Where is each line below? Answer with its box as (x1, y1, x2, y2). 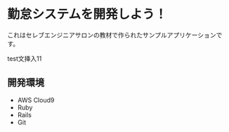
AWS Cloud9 (17, 96, 55, 104)
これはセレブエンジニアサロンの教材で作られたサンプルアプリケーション (7, 31, 216, 39)
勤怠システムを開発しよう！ (7, 6, 167, 22)
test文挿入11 (7, 54, 42, 63)
